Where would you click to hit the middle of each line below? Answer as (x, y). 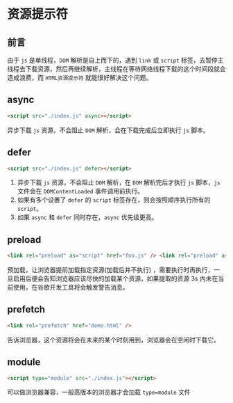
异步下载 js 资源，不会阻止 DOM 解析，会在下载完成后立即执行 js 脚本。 (108, 130)
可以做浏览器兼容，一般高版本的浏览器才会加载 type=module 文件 (99, 392)
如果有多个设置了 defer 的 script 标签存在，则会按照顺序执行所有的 (114, 200)
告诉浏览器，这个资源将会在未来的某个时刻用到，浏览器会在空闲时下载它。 (113, 340)
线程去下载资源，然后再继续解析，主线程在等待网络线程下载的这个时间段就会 (116, 69)
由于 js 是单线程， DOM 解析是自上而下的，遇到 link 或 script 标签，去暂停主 (115, 60)
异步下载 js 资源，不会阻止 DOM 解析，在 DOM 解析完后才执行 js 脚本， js (119, 182)
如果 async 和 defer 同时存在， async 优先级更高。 (87, 217)
